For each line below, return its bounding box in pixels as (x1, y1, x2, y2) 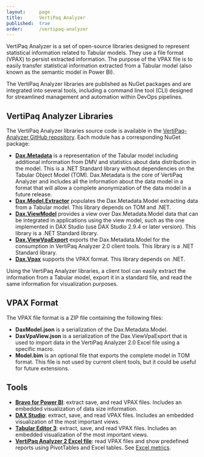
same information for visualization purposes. (6, 280, 119, 288)
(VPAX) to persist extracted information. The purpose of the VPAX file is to (6, 55, 193, 63)
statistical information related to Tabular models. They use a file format (6, 49, 184, 57)
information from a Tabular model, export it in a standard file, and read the (6, 274, 192, 281)
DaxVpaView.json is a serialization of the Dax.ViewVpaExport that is (15, 332, 188, 339)
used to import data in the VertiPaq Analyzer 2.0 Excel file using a (15, 339, 180, 346)
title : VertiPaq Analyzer (6, 15, 86, 21)
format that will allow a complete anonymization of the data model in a (15, 184, 192, 192)
